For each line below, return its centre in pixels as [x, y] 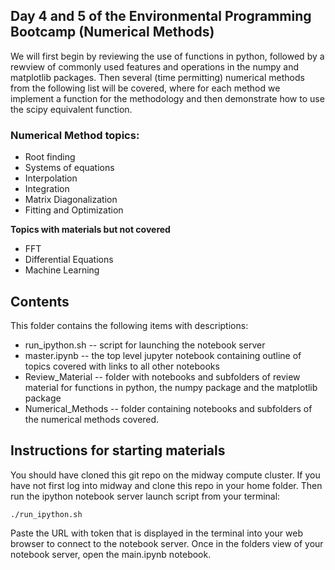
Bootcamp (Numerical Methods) [112, 32]
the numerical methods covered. [92, 419]
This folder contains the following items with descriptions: [129, 325]
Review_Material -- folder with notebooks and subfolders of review [162, 376]
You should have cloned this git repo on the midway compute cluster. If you [165, 475]
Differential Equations [69, 260]
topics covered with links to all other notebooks [122, 366]
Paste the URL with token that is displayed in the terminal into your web [157, 533]
